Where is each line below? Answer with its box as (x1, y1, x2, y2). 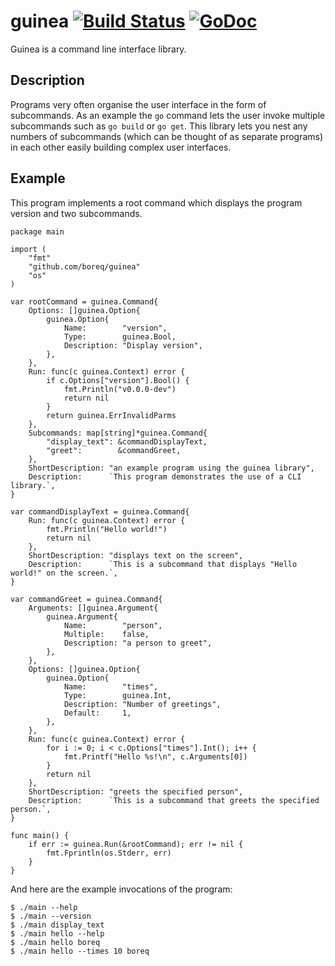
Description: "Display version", (63, 340, 203, 350)
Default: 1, (63, 708, 132, 718)
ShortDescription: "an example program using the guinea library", (28, 463, 315, 473)
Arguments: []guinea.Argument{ (28, 603, 159, 613)
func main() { (10, 830, 70, 840)
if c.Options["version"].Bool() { (46, 375, 190, 385)
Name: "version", (63, 323, 168, 333)
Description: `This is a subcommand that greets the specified (28, 795, 320, 805)
